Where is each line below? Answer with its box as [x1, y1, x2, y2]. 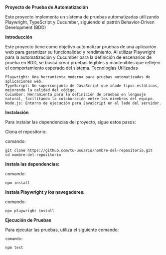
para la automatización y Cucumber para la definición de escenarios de [5, 54, 152, 60]
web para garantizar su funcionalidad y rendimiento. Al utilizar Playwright [5, 49, 156, 55]
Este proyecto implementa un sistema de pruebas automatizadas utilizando [5, 14, 160, 19]
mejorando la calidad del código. [5, 88, 77, 93]
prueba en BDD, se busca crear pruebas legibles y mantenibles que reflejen [5, 60, 161, 65]
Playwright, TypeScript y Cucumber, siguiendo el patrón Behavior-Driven [5, 19, 155, 25]
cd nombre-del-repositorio [5, 152, 61, 157]
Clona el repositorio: [5, 129, 47, 134]
